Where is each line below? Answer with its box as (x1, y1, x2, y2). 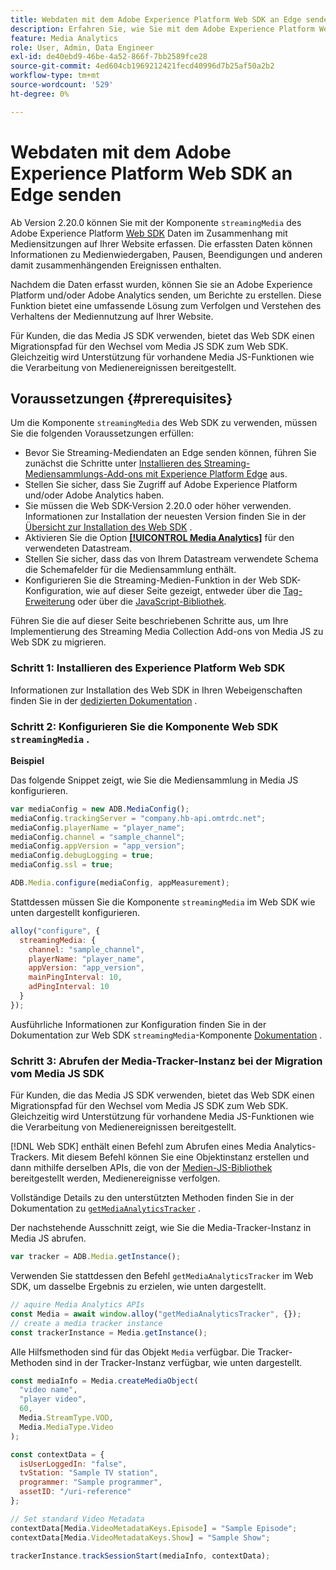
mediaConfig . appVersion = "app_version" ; (10, 841, 186, 851)
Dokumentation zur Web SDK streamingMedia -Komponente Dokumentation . (10, 1029, 323, 1041)
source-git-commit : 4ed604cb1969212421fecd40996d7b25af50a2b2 (10, 61, 275, 71)
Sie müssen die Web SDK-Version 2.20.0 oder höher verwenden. (24, 500, 292, 512)
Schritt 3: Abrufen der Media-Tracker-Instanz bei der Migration (10, 1054, 323, 1068)
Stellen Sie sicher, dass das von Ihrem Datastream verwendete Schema (24, 553, 319, 565)
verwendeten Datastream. (24, 542, 133, 555)
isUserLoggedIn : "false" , (19, 1459, 128, 1469)
